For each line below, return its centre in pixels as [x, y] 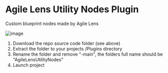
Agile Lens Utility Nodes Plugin [72, 9]
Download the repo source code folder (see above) [66, 43]
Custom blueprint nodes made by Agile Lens [52, 23]
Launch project [29, 65]
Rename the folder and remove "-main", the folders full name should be [88, 54]
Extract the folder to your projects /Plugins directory [67, 48]
